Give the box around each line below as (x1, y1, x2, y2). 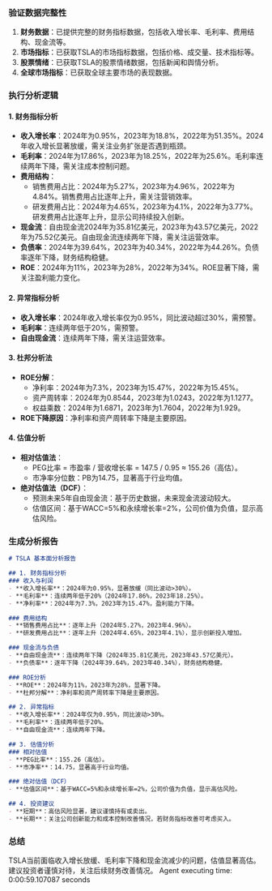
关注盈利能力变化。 (19, 273, 85, 283)
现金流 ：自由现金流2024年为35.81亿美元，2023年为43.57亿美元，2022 (19, 222, 259, 232)
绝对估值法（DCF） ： (19, 483, 89, 493)
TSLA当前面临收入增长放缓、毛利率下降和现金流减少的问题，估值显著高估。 (8, 855, 261, 865)
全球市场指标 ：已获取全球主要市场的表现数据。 (19, 67, 176, 78)
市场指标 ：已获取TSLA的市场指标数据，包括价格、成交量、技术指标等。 (19, 47, 259, 58)
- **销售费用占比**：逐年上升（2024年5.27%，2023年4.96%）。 (8, 622, 196, 630)
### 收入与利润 (8, 577, 54, 585)
